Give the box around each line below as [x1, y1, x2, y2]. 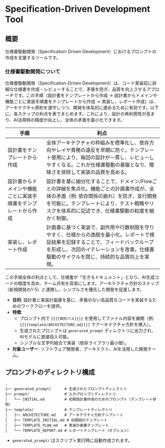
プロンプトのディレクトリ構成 [5, 368, 95, 376]
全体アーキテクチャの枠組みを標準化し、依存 [46, 139, 150, 146]
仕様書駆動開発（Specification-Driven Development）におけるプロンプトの [5, 49, 157, 54]
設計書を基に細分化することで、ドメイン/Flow [46, 178, 152, 185]
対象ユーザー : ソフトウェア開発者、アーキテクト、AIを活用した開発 [12, 346, 148, 352]
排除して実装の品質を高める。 [61, 169, 130, 176]
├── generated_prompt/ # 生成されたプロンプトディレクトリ [5, 387, 127, 392]
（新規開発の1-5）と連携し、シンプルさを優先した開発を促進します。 [5, 287, 144, 292]
